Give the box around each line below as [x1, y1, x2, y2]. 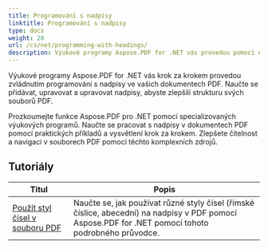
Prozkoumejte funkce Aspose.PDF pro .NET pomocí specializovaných [8, 112, 237, 121]
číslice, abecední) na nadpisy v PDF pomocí [73, 207, 238, 218]
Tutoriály [8, 160, 54, 174]
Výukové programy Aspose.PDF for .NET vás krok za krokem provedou [8, 71, 242, 80]
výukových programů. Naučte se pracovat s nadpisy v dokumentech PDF [8, 121, 249, 129]
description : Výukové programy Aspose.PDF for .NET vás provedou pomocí [8, 49, 255, 57]
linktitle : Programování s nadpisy [8, 19, 127, 27]
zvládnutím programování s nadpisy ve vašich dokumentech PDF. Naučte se [8, 79, 259, 89]
